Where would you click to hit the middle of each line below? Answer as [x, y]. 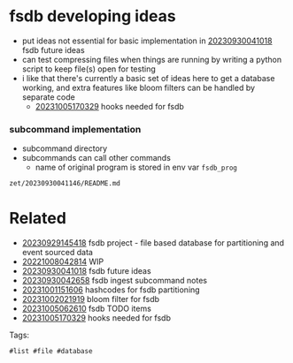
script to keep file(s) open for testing [89, 69]
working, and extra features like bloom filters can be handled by [138, 87]
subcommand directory [65, 148]
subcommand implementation [75, 129]
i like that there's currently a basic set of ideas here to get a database [148, 78]
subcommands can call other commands [96, 158]
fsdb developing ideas [93, 16]
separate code [48, 97]
